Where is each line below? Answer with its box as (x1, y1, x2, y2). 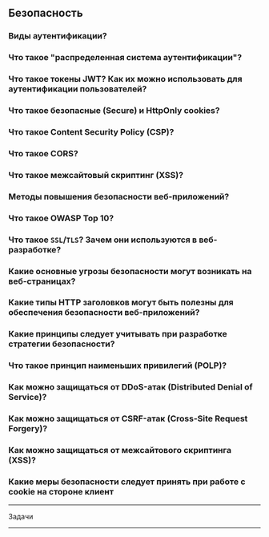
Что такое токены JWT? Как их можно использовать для (8, 74, 243, 85)
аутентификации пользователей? (8, 83, 147, 95)
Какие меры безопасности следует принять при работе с (8, 476, 246, 487)
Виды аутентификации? (8, 30, 107, 42)
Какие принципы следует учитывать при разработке (8, 329, 228, 340)
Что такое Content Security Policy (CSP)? (8, 127, 175, 137)
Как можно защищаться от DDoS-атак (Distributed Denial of (8, 382, 253, 393)
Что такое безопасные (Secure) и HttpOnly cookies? (8, 105, 220, 116)
